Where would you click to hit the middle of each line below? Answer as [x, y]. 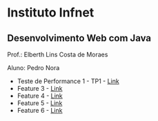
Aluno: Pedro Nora [33, 68]
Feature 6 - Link [40, 110]
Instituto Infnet [51, 13]
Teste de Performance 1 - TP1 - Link [68, 81]
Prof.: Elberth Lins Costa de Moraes [58, 54]
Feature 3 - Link [40, 88]
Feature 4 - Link [40, 96]
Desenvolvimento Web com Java [79, 38]
